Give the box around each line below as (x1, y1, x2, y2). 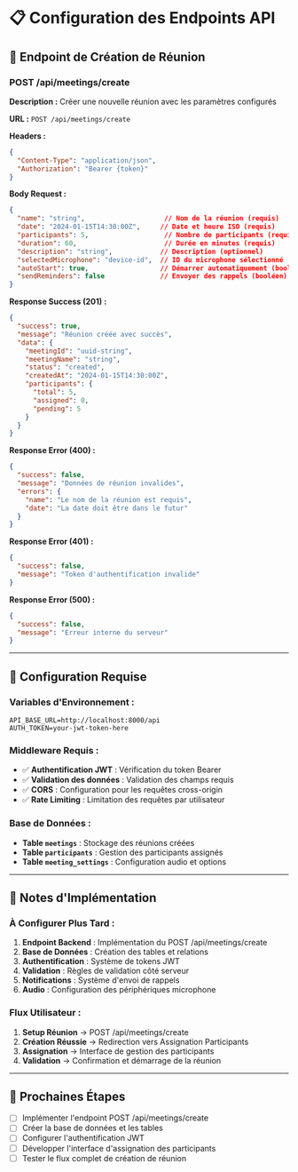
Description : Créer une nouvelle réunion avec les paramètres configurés (9, 96, 277, 107)
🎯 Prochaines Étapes (9, 1088, 126, 1104)
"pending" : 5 (32, 404, 82, 413)
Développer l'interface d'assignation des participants (21, 1143, 216, 1153)
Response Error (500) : (9, 594, 96, 605)
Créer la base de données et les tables (21, 1122, 164, 1134)
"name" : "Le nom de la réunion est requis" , (25, 495, 192, 504)
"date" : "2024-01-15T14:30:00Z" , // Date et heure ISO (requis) (17, 222, 276, 232)
